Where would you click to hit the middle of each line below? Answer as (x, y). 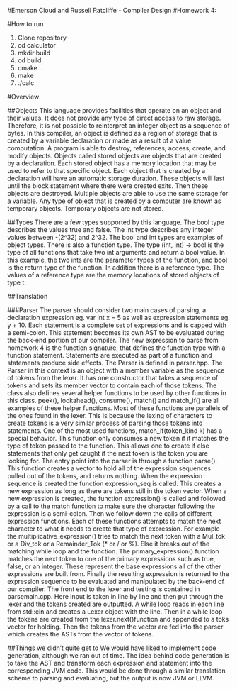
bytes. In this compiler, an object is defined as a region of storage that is (112, 133)
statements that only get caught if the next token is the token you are (108, 453)
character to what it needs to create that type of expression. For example (114, 529)
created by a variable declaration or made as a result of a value (99, 140)
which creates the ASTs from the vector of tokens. (81, 634)
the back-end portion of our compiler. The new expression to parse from (113, 340)
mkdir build (34, 53)
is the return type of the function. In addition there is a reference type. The (116, 268)
